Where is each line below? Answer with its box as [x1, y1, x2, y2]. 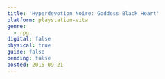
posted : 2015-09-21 [7, 61, 64, 68]
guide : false [7, 49, 45, 56]
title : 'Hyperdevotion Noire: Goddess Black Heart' [7, 10, 159, 17]
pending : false [7, 55, 51, 62]
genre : [7, 23, 26, 30]
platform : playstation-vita [7, 16, 89, 23]
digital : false [7, 36, 51, 43]
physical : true [7, 42, 51, 49]
